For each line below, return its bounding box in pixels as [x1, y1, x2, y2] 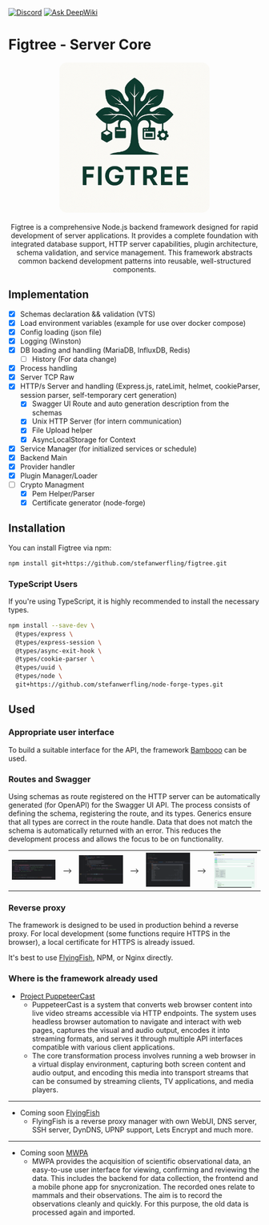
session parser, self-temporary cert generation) [19, 391, 178, 400]
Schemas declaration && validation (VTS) [19, 309, 156, 319]
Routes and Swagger [8, 773, 91, 785]
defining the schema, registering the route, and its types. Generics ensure [8, 809, 252, 818]
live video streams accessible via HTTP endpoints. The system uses [31, 1008, 257, 1018]
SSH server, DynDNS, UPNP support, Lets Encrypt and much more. [31, 1125, 254, 1135]
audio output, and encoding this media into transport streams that [31, 1067, 249, 1077]
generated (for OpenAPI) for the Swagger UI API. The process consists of [8, 800, 251, 809]
